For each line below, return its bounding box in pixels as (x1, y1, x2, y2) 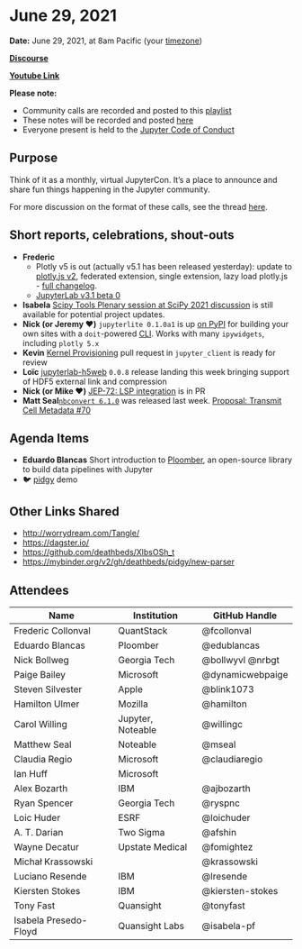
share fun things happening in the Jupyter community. (9, 184, 210, 195)
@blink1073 (201, 683, 254, 695)
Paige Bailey (13, 669, 66, 680)
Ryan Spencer (13, 797, 74, 809)
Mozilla (118, 698, 148, 710)
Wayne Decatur (13, 841, 79, 853)
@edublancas (201, 639, 261, 652)
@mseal (201, 738, 236, 751)
